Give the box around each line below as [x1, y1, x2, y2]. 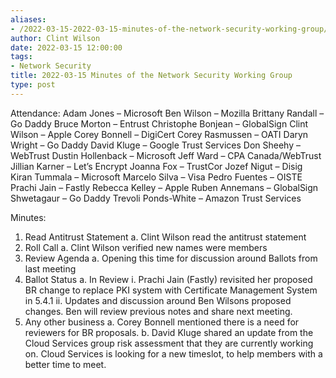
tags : [10, 52, 33, 62]
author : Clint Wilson [10, 33, 101, 43]
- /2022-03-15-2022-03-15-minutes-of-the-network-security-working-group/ [10, 24, 329, 34]
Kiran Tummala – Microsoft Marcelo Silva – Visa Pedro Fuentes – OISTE [10, 171, 303, 183]
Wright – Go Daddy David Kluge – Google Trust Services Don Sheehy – [10, 139, 301, 151]
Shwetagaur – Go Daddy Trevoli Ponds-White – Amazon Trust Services [10, 192, 302, 204]
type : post [10, 80, 56, 90]
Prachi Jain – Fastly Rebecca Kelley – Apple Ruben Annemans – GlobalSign [10, 181, 319, 193]
